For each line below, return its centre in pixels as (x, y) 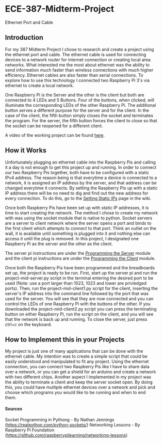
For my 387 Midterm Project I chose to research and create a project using (80, 49)
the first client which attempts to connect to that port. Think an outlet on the (81, 228)
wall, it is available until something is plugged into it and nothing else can (78, 233)
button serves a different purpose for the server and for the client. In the (77, 110)
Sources (14, 409)
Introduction (24, 38)
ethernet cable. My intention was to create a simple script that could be (76, 356)
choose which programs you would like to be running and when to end (75, 393)
